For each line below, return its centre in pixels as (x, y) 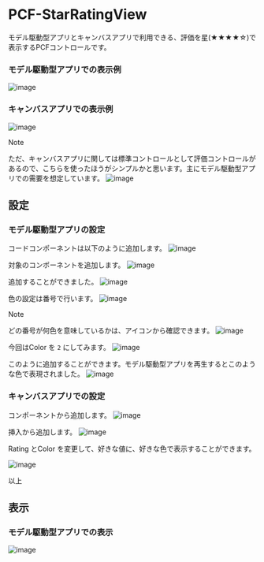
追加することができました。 (53, 282)
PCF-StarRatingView (78, 15)
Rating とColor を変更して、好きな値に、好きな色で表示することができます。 (132, 448)
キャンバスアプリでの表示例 (61, 110)
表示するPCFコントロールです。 (60, 47)
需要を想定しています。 (67, 178)
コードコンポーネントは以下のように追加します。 (87, 248)
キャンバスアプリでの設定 (57, 396)
